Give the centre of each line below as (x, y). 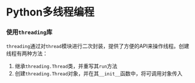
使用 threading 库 (29, 32)
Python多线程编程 (50, 12)
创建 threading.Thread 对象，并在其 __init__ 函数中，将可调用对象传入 (98, 74)
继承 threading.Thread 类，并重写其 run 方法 (66, 66)
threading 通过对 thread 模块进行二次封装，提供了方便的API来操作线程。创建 (98, 46)
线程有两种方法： (27, 53)
